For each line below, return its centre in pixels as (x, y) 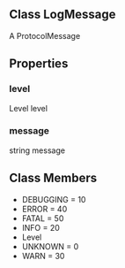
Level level (29, 108)
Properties (39, 64)
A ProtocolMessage (45, 35)
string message (37, 150)
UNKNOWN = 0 (50, 246)
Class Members (53, 178)
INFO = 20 (40, 227)
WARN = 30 (43, 256)
